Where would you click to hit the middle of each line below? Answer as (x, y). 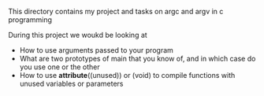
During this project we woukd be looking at (78, 35)
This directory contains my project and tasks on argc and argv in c (116, 11)
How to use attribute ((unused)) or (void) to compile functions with (127, 75)
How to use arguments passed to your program (96, 50)
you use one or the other (59, 67)
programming (30, 20)
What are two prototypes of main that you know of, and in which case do (138, 59)
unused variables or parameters (71, 83)
